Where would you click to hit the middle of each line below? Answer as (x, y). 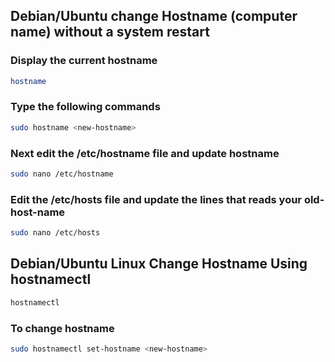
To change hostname (62, 328)
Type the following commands (85, 107)
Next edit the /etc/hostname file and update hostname (145, 153)
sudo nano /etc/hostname (62, 174)
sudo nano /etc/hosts (55, 233)
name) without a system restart (110, 32)
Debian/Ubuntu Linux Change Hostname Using (159, 264)
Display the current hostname (84, 61)
